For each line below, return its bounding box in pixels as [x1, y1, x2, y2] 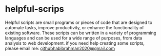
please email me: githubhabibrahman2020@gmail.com [5, 45, 115, 51]
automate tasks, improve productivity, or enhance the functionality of [5, 24, 144, 30]
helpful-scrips [5, 3, 64, 15]
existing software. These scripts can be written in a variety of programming [5, 30, 157, 36]
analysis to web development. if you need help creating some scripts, [5, 40, 145, 46]
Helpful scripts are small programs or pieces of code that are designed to [5, 19, 153, 25]
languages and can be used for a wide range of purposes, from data [5, 35, 142, 41]
